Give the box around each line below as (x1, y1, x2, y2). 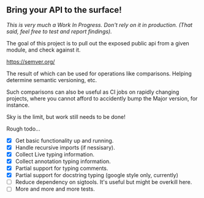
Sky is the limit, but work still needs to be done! (6, 113, 126, 120)
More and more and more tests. (15, 185, 95, 192)
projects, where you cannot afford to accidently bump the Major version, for (6, 94, 198, 102)
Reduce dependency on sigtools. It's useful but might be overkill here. (15, 178, 192, 186)
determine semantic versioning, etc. (6, 76, 97, 83)
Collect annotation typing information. (15, 158, 111, 165)
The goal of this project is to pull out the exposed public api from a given (6, 39, 190, 47)
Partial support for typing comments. (15, 165, 108, 172)
